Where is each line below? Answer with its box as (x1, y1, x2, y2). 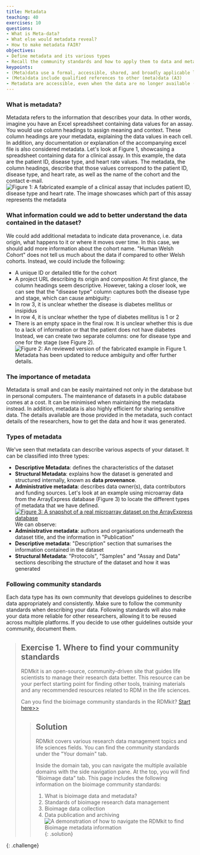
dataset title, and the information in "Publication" (14, 534, 135, 541)
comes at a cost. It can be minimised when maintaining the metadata (6, 399, 175, 406)
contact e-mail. (6, 177, 43, 185)
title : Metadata (6, 8, 46, 15)
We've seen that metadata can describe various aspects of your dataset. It (6, 446, 189, 453)
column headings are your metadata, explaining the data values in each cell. (6, 133, 193, 140)
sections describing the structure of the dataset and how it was (14, 559, 171, 566)
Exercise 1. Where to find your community (20, 642, 180, 652)
